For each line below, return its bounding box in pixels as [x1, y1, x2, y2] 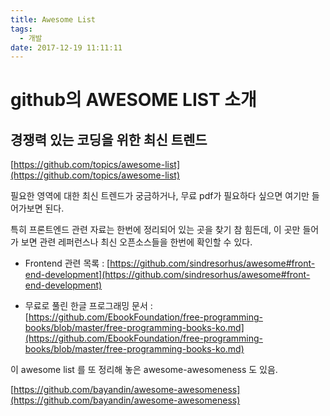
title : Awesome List [10, 14, 97, 25]
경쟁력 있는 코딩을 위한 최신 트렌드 [10, 131, 208, 148]
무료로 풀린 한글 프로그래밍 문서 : [24, 300, 153, 312]
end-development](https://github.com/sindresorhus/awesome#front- [24, 269, 311, 281]
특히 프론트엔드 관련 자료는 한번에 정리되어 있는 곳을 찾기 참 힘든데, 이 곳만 [10, 224, 301, 236]
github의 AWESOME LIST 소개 [10, 89, 257, 111]
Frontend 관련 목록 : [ [24, 257, 111, 270]
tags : [10, 24, 33, 34]
